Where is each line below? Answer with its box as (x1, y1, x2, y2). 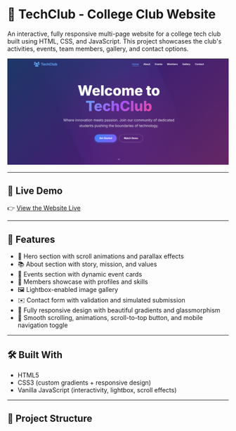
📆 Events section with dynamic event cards (17, 270, 143, 279)
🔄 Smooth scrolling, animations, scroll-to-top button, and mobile (17, 314, 204, 322)
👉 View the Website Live (7, 204, 81, 213)
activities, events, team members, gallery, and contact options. (7, 44, 189, 53)
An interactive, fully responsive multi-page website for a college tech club (7, 29, 221, 38)
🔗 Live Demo (7, 185, 63, 197)
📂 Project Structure (7, 413, 93, 425)
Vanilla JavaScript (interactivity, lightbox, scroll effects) (17, 386, 177, 394)
